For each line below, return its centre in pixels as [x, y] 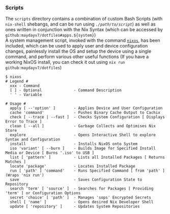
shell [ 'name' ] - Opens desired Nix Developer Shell [82, 202]
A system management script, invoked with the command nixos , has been [83, 40]
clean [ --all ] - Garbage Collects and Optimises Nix [83, 126]
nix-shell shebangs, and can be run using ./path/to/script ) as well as [81, 24]
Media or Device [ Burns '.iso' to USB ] [50, 153]
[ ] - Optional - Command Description [66, 90]
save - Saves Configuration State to [76, 180]
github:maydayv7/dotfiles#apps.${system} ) [51, 35]
